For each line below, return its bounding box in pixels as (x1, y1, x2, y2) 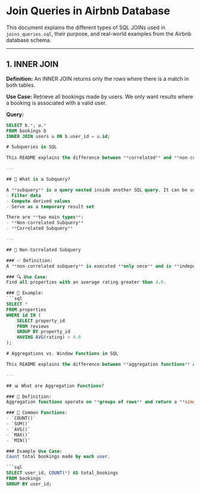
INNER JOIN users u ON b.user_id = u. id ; (6, 133, 111, 139)
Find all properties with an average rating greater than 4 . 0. (6, 280, 167, 285)
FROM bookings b (6, 128, 46, 134)
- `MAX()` (6, 432, 31, 438)
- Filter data (6, 192, 42, 199)
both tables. (6, 81, 36, 89)
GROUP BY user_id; (6, 481, 52, 487)
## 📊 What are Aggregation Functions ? (6, 382, 104, 389)
